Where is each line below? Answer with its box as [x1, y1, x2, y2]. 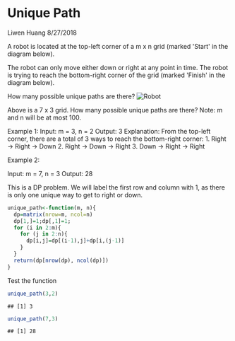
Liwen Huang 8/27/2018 [7, 28, 78, 37]
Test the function [7, 276, 57, 284]
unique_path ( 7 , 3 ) [7, 315, 59, 323]
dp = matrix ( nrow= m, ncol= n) [13, 211, 93, 218]
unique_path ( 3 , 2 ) [7, 290, 59, 297]
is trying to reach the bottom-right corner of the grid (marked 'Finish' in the [7, 71, 226, 79]
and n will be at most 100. [7, 113, 82, 122]
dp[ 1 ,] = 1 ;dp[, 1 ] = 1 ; [13, 217, 71, 224]
